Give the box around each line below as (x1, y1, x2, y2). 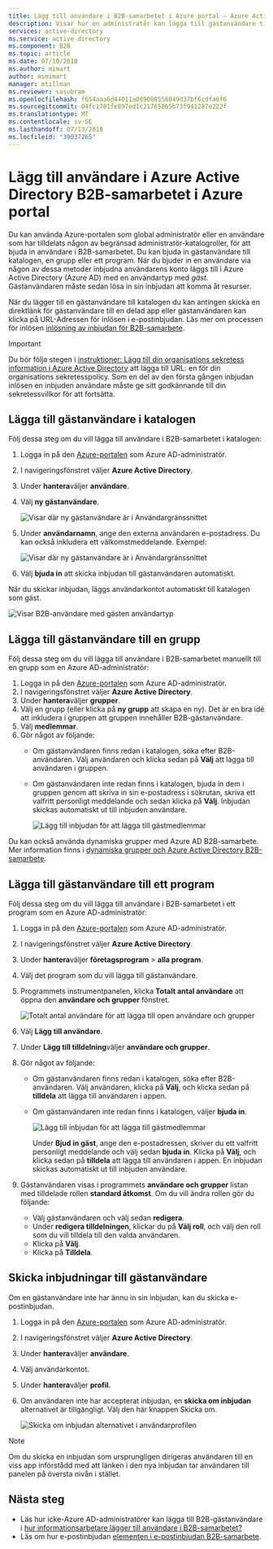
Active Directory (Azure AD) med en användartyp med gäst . (8, 272, 209, 282)
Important (8, 338, 41, 348)
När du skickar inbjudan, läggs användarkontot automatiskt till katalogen (8, 585, 250, 594)
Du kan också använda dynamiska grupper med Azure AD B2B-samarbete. (8, 837, 259, 846)
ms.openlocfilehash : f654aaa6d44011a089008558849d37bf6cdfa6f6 (8, 95, 227, 103)
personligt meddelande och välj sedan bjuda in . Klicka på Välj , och (32, 1147, 257, 1156)
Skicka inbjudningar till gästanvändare (8, 1271, 208, 1285)
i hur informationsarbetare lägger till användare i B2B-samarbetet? (19, 1522, 242, 1533)
